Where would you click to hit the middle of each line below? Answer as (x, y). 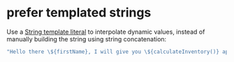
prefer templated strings (79, 13)
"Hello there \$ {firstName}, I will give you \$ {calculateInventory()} (113, 52)
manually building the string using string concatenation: (87, 39)
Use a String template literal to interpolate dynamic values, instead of (106, 32)
